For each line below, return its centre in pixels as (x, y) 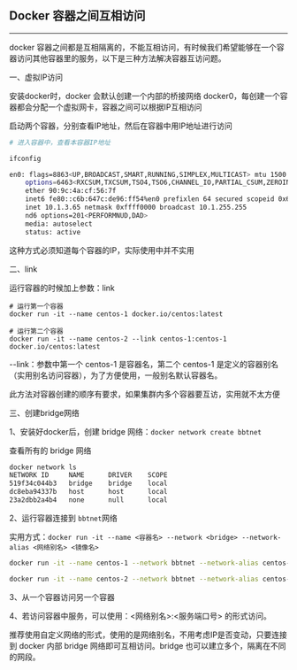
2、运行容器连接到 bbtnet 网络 (63, 518)
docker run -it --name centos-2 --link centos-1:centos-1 (118, 339)
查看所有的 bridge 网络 (50, 451)
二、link (23, 269)
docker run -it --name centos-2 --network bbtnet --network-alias (134, 579)
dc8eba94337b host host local (88, 492)
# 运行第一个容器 (36, 306)
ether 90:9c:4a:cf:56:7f (71, 191)
